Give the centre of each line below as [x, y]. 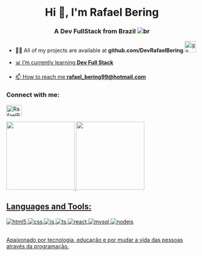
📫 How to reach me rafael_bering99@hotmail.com [80, 77]
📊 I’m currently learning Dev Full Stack [64, 62]
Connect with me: [33, 95]
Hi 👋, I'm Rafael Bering [102, 12]
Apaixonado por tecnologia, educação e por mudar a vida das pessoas [95, 240]
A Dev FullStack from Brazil [95, 31]
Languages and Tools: [49, 207]
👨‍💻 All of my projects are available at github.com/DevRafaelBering [99, 50]
